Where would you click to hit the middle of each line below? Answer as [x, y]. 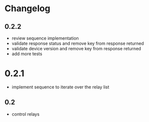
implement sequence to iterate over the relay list [61, 87]
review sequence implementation [45, 38]
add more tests [27, 54]
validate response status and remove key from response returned [78, 43]
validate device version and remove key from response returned [76, 49]
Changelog [27, 9]
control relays [25, 114]
